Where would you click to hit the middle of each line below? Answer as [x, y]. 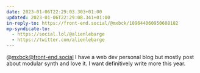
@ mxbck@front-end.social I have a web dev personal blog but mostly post [100, 57]
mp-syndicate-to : [28, 29]
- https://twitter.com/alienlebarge [58, 40]
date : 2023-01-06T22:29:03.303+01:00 [54, 12]
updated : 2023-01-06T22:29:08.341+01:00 [59, 17]
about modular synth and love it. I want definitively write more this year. [96, 63]
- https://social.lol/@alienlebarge [58, 34]
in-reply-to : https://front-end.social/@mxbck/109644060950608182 [92, 23]
